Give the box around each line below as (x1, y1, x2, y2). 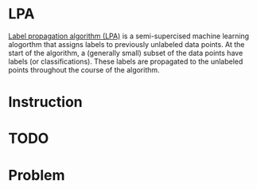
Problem (8, 166, 65, 184)
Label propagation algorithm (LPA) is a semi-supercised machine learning (8, 31, 249, 41)
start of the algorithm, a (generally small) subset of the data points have (8, 48, 243, 57)
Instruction (8, 93, 83, 112)
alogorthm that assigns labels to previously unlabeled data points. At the (8, 39, 245, 49)
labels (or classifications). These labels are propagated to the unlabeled (8, 57, 243, 66)
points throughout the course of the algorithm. (8, 65, 161, 74)
